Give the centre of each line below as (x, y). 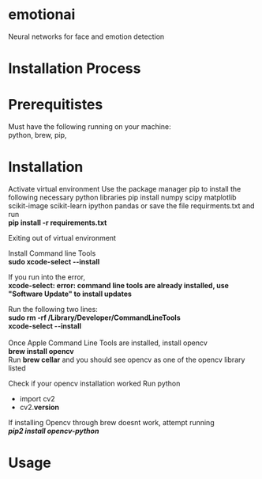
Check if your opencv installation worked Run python (94, 383)
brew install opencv (41, 351)
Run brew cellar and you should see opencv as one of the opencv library (127, 359)
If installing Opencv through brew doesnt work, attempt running (111, 422)
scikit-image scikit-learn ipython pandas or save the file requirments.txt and (131, 206)
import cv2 (37, 399)
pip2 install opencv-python (54, 431)
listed (17, 368)
